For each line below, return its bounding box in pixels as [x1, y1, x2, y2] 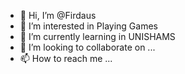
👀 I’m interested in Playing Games [19, 20, 158, 32]
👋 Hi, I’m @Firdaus [19, 10, 97, 21]
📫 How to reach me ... [19, 53, 113, 64]
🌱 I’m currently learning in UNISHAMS [19, 31, 176, 42]
